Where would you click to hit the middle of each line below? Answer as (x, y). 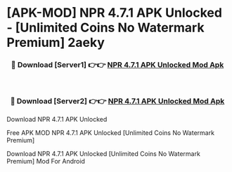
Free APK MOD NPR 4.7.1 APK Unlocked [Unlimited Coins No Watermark (111, 132)
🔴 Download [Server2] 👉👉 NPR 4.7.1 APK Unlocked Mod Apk (117, 101)
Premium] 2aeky (56, 43)
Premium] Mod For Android (46, 161)
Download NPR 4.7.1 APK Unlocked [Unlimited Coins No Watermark (104, 153)
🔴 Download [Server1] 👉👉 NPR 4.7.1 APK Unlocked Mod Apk (117, 65)
